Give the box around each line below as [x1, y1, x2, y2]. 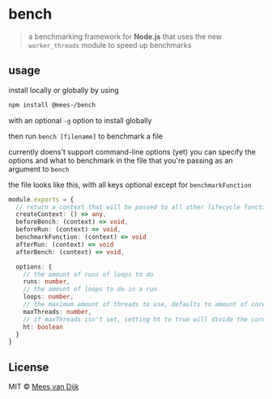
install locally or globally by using [8, 85, 119, 95]
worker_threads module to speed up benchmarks [28, 40, 192, 49]
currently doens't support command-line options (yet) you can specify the [8, 146, 257, 156]
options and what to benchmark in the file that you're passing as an [8, 155, 233, 165]
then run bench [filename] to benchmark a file [8, 131, 164, 141]
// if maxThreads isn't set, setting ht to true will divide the [23, 315, 249, 324]
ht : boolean [23, 323, 63, 331]
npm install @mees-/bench [8, 100, 96, 109]
